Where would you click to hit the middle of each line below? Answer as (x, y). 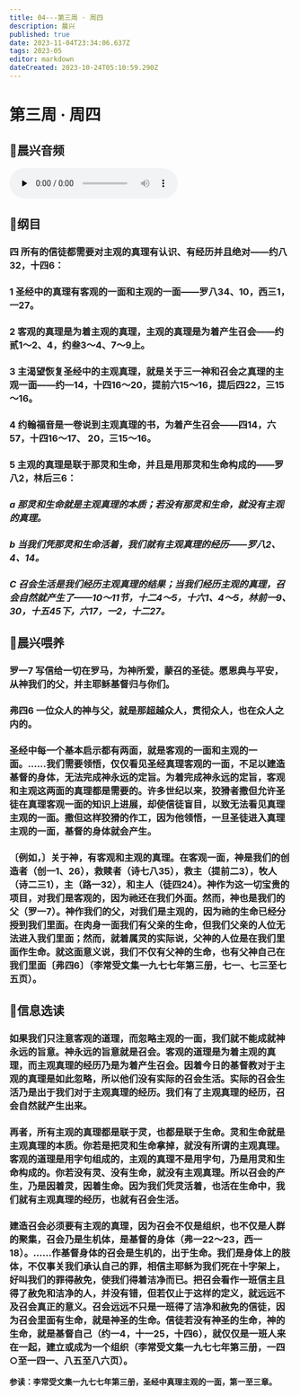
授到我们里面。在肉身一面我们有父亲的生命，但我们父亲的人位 (143, 924)
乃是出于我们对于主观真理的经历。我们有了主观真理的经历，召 (152, 1092)
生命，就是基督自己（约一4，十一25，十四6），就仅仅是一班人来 (148, 1333)
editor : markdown (42, 59)
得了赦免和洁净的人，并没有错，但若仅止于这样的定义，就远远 (143, 1293)
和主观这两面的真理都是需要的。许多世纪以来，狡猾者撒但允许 (143, 790)
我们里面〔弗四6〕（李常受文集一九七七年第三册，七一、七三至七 (148, 965)
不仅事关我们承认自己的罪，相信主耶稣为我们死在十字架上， (156, 1266)
